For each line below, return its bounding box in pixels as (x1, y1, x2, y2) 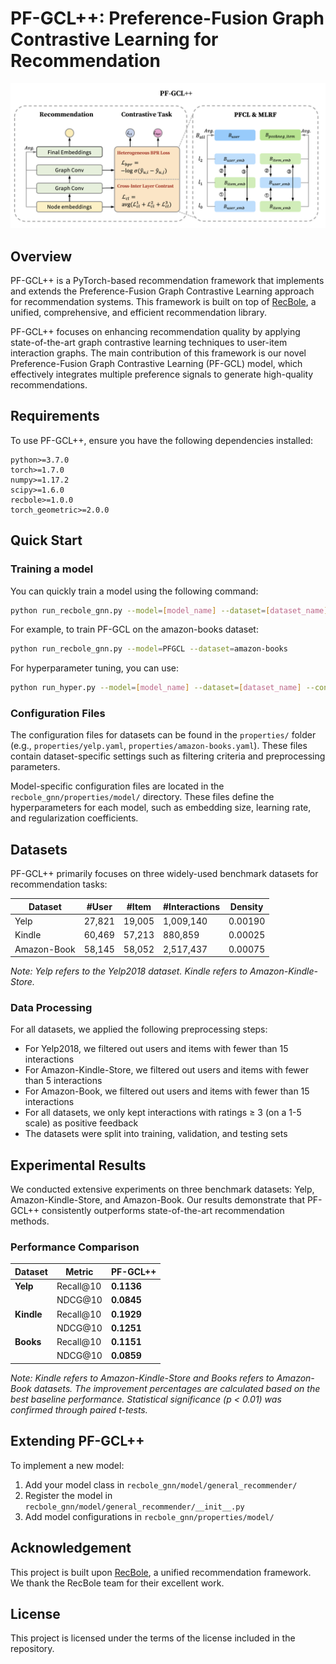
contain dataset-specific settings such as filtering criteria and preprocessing (10, 750, 326, 762)
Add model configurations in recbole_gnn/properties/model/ (24, 1510, 275, 1522)
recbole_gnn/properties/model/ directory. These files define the (10, 791, 275, 803)
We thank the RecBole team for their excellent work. (10, 1577, 225, 1589)
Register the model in (24, 1489, 113, 1501)
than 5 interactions (24, 1075, 103, 1087)
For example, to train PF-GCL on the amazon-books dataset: (10, 623, 259, 636)
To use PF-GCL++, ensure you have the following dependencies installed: (10, 434, 314, 446)
